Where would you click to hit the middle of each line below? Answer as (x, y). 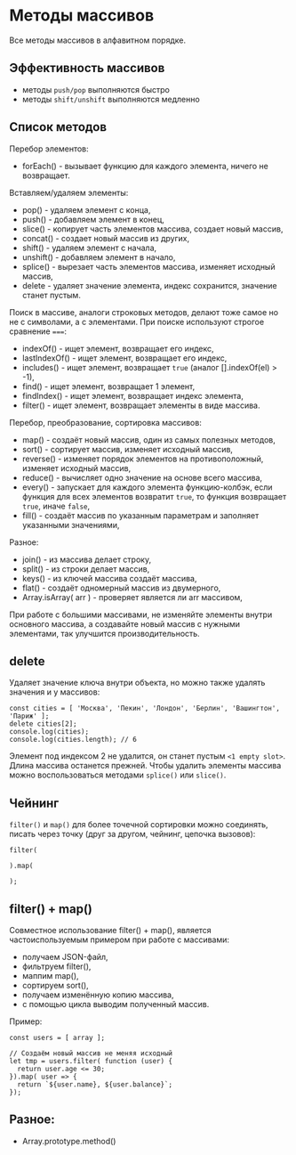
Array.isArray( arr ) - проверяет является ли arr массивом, (132, 597)
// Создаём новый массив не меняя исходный (91, 1053)
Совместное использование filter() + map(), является (110, 930)
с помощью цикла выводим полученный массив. (116, 1004)
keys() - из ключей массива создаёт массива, (109, 578)
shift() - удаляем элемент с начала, (89, 248)
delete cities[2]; (43, 724)
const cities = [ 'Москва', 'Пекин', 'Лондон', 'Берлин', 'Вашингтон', (144, 709)
